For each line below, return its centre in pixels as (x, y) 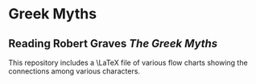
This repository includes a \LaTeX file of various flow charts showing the (128, 62)
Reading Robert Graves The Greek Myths (113, 44)
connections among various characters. (74, 71)
